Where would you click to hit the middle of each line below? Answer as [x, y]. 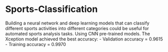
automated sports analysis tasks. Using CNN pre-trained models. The [78, 33]
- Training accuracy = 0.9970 [36, 44]
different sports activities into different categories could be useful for [77, 28]
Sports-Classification [51, 9]
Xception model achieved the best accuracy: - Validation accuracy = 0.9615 [84, 39]
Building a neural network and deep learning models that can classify [77, 23]
